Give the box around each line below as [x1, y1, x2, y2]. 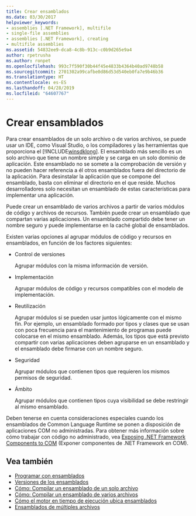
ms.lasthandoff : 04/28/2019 [6, 85, 75, 91]
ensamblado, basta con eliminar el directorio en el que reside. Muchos [6, 179, 176, 186]
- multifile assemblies [6, 42, 64, 48]
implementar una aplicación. [6, 192, 74, 199]
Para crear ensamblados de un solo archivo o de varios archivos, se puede [6, 135, 186, 142]
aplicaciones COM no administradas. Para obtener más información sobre [6, 427, 184, 434]
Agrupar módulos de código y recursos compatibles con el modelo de [14, 284, 184, 291]
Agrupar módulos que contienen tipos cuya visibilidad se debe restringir [14, 397, 189, 404]
